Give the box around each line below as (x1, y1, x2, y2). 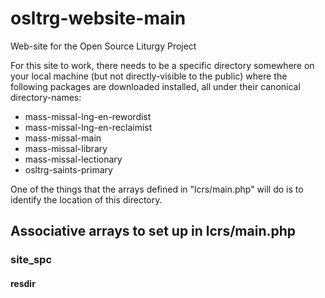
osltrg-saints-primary (24, 163, 113, 176)
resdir (10, 277, 36, 289)
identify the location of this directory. (10, 193, 163, 206)
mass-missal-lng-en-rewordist (24, 110, 152, 122)
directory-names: (10, 91, 82, 103)
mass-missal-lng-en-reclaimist (24, 121, 153, 133)
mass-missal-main (24, 132, 102, 144)
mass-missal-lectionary (24, 153, 123, 165)
